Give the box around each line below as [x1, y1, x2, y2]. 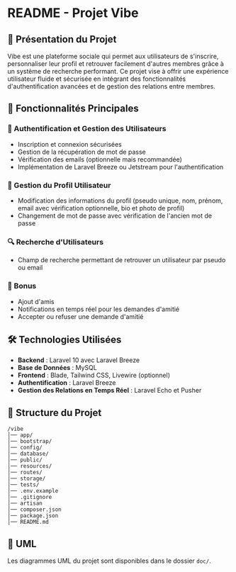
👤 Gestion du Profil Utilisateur [7, 180, 111, 190]
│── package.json [7, 512, 59, 520]
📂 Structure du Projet [7, 406, 102, 419]
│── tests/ [7, 481, 40, 488]
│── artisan [7, 500, 43, 507]
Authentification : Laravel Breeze [17, 378, 116, 387]
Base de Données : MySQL [17, 364, 97, 372]
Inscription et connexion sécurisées [17, 140, 122, 148]
